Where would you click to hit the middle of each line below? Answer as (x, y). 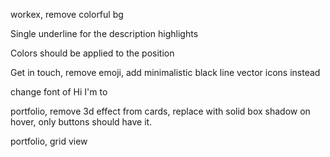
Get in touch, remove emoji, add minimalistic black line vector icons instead (165, 72)
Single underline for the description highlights (104, 33)
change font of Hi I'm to (59, 92)
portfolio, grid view (49, 141)
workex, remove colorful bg (67, 14)
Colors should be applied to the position (92, 53)
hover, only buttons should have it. (81, 122)
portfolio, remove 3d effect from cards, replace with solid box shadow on (160, 111)
